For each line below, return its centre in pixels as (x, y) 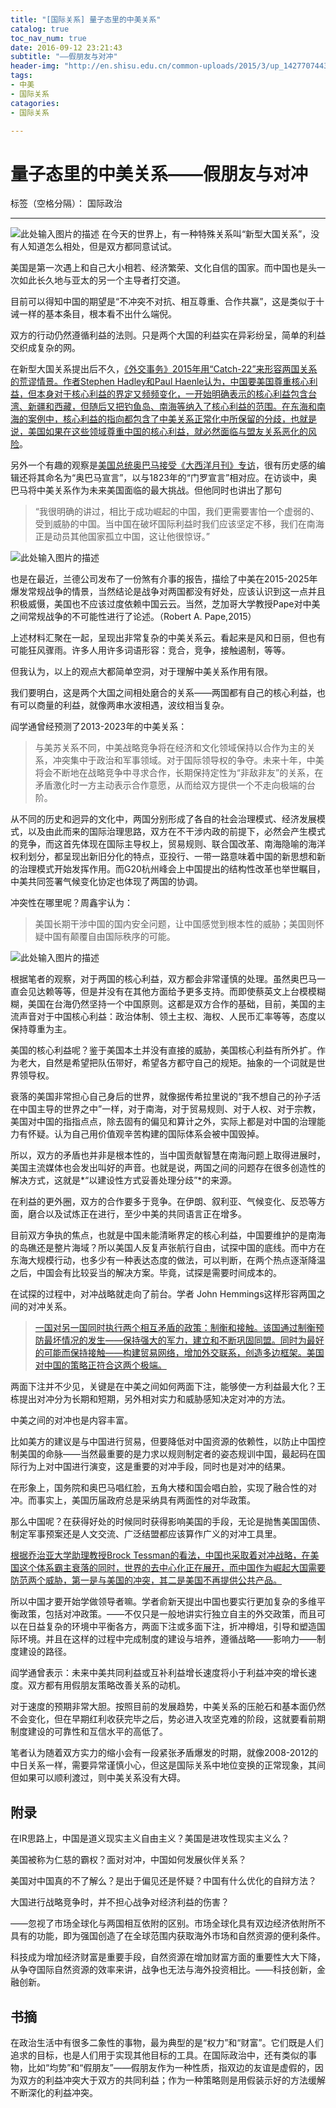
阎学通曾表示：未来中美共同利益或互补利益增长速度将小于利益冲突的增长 (159, 1673)
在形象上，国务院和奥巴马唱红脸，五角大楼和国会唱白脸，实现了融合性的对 (163, 1488)
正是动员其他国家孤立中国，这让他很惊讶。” (122, 537)
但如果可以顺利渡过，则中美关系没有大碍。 (98, 1778)
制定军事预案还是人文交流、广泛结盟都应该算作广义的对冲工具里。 (146, 1534)
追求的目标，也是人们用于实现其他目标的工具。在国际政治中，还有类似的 (159, 2055)
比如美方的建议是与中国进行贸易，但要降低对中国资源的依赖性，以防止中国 (163, 1442)
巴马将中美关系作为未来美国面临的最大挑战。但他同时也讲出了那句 (146, 490)
